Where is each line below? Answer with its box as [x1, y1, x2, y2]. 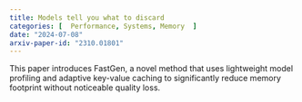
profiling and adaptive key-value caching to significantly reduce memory [9, 73, 282, 84]
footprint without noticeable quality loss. [9, 82, 161, 93]
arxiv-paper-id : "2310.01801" [9, 38, 125, 48]
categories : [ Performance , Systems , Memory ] [9, 22, 197, 31]
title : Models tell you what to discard [9, 13, 166, 23]
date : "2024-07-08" [9, 30, 84, 39]
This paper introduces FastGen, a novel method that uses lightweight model [9, 63, 294, 74]
